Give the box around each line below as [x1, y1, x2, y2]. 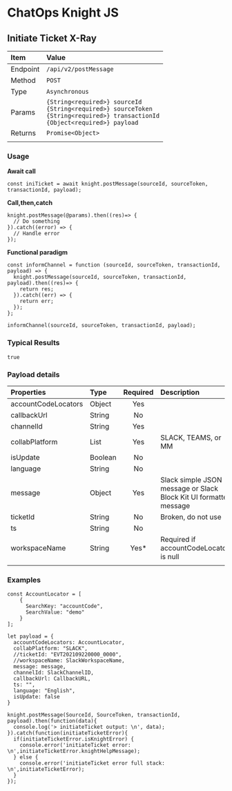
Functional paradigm [7, 248, 68, 257]
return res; [19, 286, 54, 293]
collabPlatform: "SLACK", [13, 645, 88, 652]
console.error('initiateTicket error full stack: [19, 760, 166, 767]
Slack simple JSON [159, 475, 222, 485]
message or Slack [159, 483, 219, 493]
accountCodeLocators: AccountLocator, [13, 639, 126, 646]
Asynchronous [46, 88, 90, 95]
